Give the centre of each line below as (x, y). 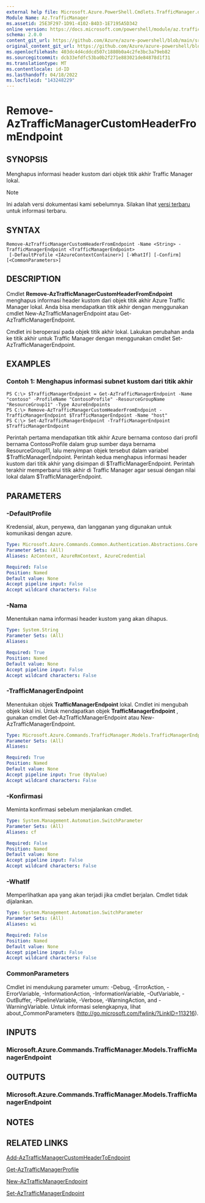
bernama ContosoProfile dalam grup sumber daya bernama (81, 444)
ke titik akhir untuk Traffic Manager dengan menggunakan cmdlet (88, 338)
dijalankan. (20, 901)
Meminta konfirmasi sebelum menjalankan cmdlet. (70, 810)
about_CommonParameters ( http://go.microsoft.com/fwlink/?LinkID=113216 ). (103, 1013)
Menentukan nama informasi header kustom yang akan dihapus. (87, 619)
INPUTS (21, 1032)
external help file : (33, 12)
